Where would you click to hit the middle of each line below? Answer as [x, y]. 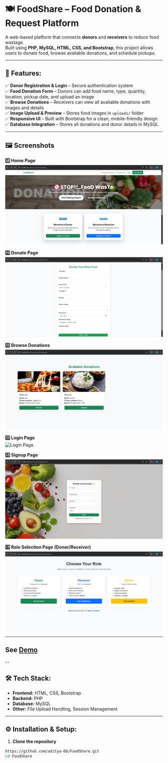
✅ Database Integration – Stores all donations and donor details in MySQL [82, 124]
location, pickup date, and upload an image [49, 96]
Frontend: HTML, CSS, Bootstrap [47, 693]
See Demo [21, 650]
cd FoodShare [19, 756]
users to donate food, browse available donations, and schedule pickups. [80, 53]
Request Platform [42, 23]
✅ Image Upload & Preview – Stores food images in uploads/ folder [74, 113]
